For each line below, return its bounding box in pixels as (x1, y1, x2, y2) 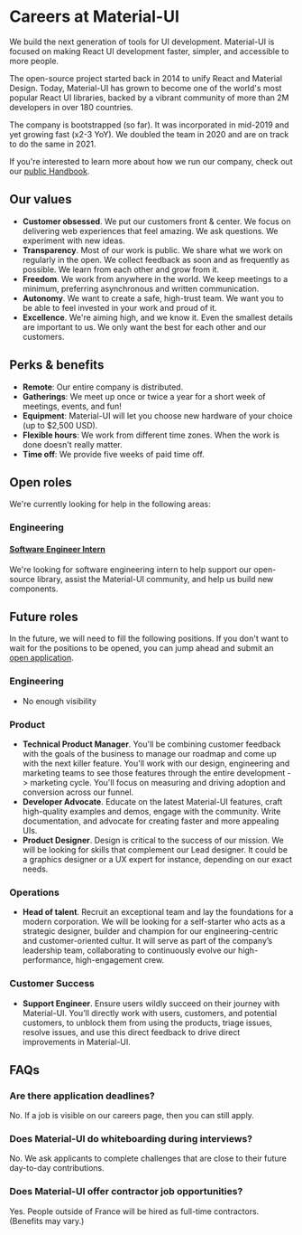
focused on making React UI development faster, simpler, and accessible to (9, 45, 289, 56)
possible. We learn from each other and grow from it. (22, 264, 219, 275)
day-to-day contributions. (9, 1163, 105, 1174)
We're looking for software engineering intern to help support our (9, 563, 252, 575)
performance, (22, 955, 74, 966)
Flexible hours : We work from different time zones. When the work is (22, 429, 279, 440)
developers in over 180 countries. (9, 101, 133, 112)
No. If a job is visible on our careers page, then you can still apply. (9, 1110, 254, 1121)
